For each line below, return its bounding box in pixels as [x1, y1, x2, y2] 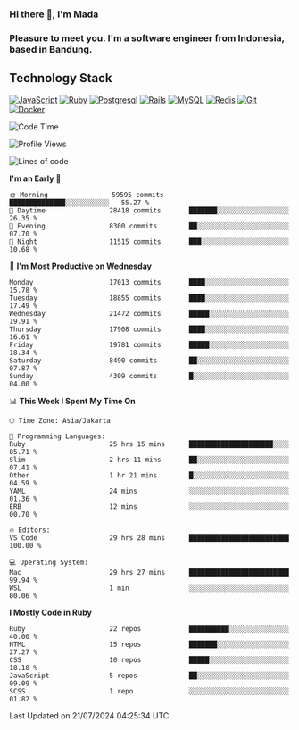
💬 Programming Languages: [9, 432, 105, 441]
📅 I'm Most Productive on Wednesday [9, 261, 152, 271]
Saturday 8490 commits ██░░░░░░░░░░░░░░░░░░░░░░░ [9, 356, 290, 365]
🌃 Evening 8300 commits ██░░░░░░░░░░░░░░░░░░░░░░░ [9, 221, 290, 230]
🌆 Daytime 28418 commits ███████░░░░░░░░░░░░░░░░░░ [9, 205, 290, 215]
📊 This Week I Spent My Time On [9, 395, 136, 406]
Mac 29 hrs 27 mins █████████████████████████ [9, 568, 290, 577]
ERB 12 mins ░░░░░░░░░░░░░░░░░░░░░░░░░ [9, 502, 290, 511]
